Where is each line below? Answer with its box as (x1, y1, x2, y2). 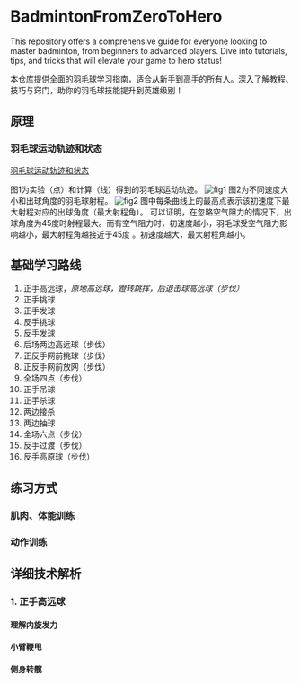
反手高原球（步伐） (22, 451, 95, 462)
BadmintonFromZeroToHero (10, 6, 223, 27)
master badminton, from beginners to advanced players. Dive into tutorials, (10, 45, 287, 56)
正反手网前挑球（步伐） (22, 350, 110, 361)
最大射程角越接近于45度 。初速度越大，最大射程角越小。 (40, 229, 251, 240)
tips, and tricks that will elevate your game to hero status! (10, 55, 223, 66)
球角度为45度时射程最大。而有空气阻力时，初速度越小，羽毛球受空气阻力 (10, 217, 280, 228)
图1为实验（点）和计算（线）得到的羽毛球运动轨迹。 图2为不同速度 (10, 184, 281, 195)
